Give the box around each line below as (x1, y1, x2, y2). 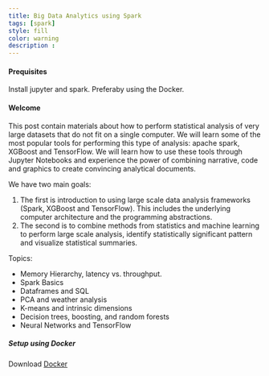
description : (8, 42, 56, 50)
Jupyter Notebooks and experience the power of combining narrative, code (8, 155, 259, 165)
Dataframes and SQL (19, 286, 90, 295)
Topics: (8, 253, 33, 262)
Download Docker (8, 359, 68, 369)
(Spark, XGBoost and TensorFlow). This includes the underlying (19, 203, 231, 213)
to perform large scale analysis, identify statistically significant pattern (19, 229, 253, 238)
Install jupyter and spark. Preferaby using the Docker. (8, 85, 185, 94)
